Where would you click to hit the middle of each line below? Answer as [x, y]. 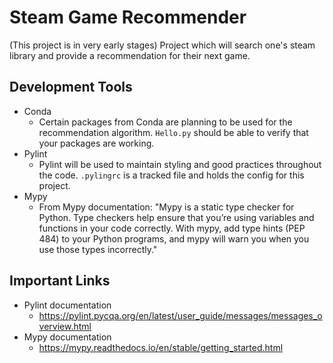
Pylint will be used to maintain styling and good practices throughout [180, 164]
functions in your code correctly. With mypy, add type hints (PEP [172, 228]
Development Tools [71, 87]
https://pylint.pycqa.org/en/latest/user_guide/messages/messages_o [180, 315]
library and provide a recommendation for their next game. [130, 55]
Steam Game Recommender [128, 17]
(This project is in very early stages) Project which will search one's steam [162, 45]
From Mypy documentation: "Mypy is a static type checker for [166, 207]
